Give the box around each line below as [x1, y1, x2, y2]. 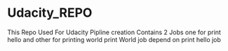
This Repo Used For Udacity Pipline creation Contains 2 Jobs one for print [7, 28, 221, 36]
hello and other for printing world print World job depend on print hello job [7, 35, 221, 43]
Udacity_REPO [7, 5, 93, 21]
